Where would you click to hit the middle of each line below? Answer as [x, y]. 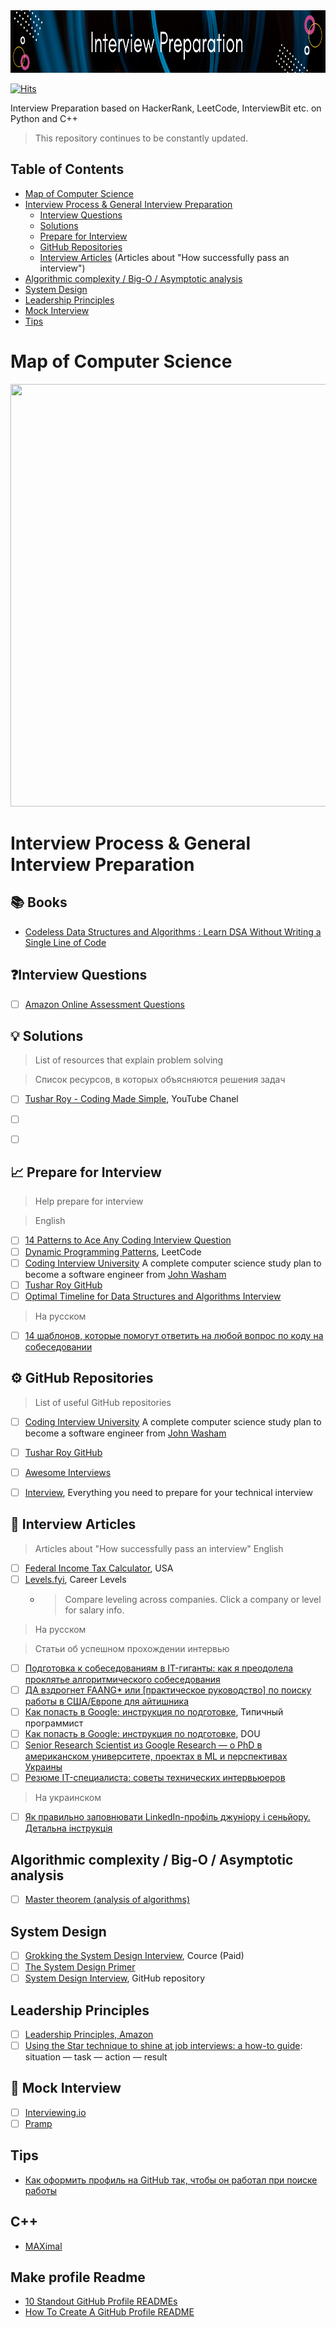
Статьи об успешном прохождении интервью [132, 1648]
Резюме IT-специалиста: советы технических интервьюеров [155, 1778]
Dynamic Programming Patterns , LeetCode [113, 1251]
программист [54, 1723]
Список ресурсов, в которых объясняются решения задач [160, 1080]
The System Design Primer [80, 1967]
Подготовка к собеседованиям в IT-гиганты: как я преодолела [159, 1668]
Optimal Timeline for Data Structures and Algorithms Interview [153, 1296]
